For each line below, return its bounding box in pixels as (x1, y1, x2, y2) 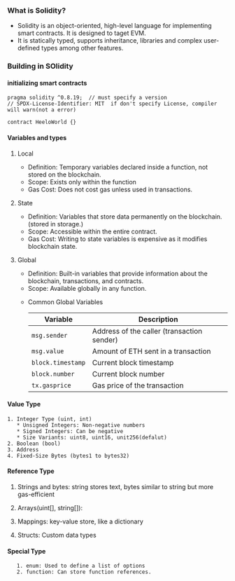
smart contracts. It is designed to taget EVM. (17, 29, 147, 37)
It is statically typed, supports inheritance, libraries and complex (17, 36, 203, 45)
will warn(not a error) (7, 107, 77, 114)
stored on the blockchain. (27, 170, 101, 179)
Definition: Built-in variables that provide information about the (27, 269, 208, 278)
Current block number (92, 369, 165, 378)
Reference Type (7, 467, 55, 475)
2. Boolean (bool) (7, 440, 61, 447)
